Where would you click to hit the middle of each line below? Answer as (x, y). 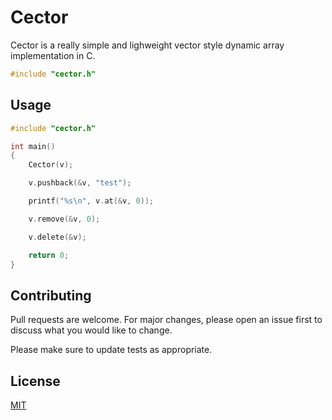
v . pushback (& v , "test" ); (80, 183)
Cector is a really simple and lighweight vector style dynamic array (147, 45)
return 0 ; (49, 255)
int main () (33, 146)
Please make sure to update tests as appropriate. (111, 350)
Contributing (51, 295)
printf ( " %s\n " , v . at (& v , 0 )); (91, 201)
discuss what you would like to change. (91, 330)
